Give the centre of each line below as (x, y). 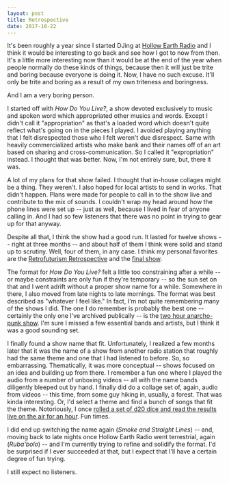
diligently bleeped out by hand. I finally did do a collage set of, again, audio (112, 387)
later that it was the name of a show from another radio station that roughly (113, 351)
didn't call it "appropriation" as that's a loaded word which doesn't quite (108, 123)
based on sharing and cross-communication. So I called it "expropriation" (110, 152)
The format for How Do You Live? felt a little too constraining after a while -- (114, 272)
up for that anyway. (34, 224)
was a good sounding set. (43, 330)
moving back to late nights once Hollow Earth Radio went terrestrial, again (111, 437)
